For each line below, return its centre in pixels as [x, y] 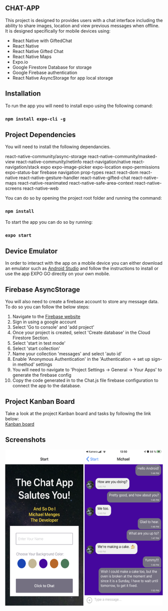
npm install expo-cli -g [35, 119]
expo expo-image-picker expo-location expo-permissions [100, 167]
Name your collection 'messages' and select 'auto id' [67, 354]
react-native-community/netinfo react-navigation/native [73, 162]
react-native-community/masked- [122, 157]
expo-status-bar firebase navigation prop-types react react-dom [72, 173]
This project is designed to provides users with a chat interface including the [84, 20]
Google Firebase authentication [45, 73]
